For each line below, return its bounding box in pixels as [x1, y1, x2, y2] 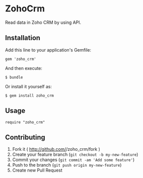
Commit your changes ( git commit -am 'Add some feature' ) [12, 157, 135, 163]
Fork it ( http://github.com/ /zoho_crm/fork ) [12, 146, 100, 152]
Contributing [5, 133, 45, 141]
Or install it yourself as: [5, 83, 52, 89]
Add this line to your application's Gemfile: [5, 47, 91, 53]
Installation [5, 34, 40, 42]
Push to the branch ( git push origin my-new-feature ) [12, 162, 122, 168]
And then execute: [5, 65, 42, 71]
